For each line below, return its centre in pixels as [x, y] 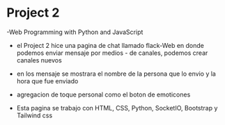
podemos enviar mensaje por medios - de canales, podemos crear [112, 53]
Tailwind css [34, 115]
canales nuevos [39, 60]
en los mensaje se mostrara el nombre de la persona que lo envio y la [116, 74]
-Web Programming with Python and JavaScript [75, 32]
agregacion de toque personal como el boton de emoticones [103, 94]
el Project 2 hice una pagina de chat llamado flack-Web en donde [110, 45]
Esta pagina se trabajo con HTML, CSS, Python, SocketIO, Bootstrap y [117, 108]
